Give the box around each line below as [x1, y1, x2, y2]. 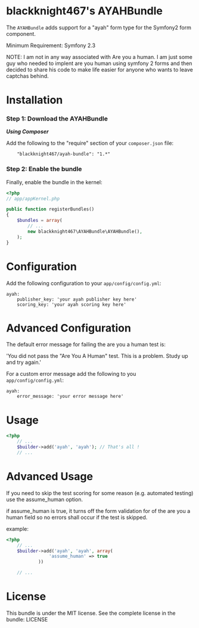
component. [6, 30, 36, 37]
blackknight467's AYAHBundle [6, 4, 163, 18]
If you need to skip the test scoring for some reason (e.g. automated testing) [6, 489, 194, 496]
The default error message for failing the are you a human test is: [6, 341, 166, 348]
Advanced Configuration [6, 321, 131, 335]
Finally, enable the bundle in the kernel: [6, 178, 102, 185]
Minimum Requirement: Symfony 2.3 [6, 42, 96, 49]
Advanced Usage [6, 470, 94, 484]
